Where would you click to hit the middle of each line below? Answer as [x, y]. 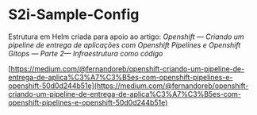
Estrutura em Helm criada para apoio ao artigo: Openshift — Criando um [126, 36]
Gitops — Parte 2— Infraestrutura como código [86, 53]
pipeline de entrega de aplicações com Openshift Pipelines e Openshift [125, 44]
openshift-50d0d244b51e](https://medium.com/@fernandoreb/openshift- [128, 86]
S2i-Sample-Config [74, 15]
